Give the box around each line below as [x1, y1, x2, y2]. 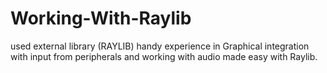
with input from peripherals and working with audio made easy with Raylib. [10, 50, 318, 62]
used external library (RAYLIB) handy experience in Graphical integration [10, 40, 310, 52]
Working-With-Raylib [10, 7, 192, 30]
